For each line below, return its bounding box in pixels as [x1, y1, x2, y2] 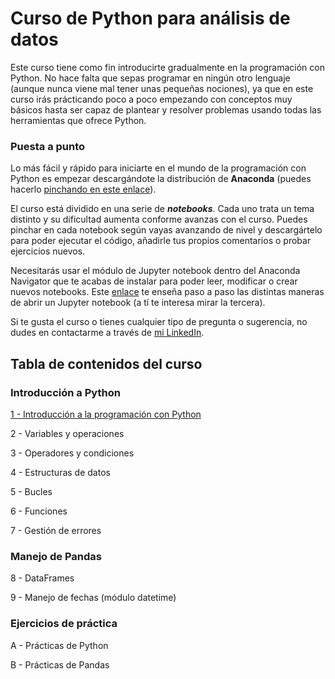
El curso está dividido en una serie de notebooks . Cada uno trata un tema [10, 203, 315, 215]
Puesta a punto [10, 139, 86, 153]
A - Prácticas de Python [10, 639, 109, 651]
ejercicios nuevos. [10, 245, 86, 257]
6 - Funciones [10, 505, 68, 517]
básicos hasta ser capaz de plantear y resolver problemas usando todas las [10, 103, 322, 116]
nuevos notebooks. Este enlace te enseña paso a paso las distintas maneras [10, 286, 325, 298]
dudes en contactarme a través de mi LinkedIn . [10, 327, 205, 339]
